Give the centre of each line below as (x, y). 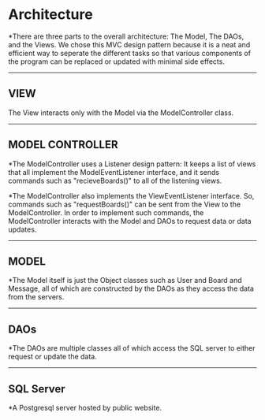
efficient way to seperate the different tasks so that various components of (129, 53)
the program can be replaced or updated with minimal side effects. (116, 61)
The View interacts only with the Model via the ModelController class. (121, 113)
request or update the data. (52, 357)
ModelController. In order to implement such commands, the (106, 212)
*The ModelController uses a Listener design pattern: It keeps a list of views (132, 164)
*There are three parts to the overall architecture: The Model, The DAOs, (126, 36)
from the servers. (36, 297)
